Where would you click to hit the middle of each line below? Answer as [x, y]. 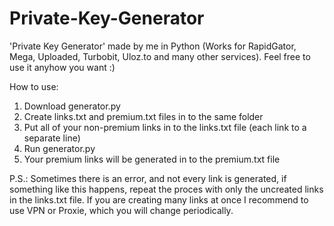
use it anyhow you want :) [62, 67]
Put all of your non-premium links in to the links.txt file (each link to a [165, 127]
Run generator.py [59, 148]
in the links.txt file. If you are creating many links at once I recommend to [159, 199]
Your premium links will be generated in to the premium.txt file [152, 159]
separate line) [52, 138]
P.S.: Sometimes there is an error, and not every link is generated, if [148, 178]
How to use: [34, 86]
